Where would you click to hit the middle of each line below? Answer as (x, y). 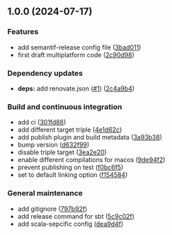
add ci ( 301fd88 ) (42, 122)
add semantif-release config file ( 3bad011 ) (79, 47)
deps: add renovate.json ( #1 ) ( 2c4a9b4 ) (76, 88)
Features (23, 32)
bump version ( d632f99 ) (53, 145)
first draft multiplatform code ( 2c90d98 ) (76, 55)
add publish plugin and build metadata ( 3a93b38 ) (90, 137)
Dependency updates (45, 73)
